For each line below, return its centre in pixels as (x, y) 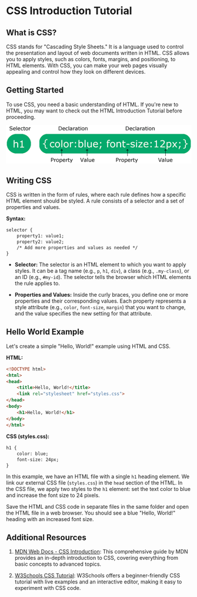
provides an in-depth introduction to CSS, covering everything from (96, 558)
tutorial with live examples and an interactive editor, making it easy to (98, 582)
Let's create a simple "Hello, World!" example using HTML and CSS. (88, 346)
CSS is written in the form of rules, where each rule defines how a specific (96, 195)
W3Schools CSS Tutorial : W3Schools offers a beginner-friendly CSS (97, 576)
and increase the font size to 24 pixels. (53, 495)
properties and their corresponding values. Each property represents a (100, 301)
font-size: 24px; (38, 460)
